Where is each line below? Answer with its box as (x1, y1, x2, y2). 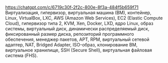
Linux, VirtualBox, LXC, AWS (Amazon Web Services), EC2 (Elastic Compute (5, 15, 163, 21)
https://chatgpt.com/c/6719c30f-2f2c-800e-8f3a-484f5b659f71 (5, 5, 139, 10)
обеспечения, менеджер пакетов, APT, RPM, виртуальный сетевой (5, 36, 150, 42)
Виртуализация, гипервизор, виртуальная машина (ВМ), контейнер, (5, 10, 152, 16)
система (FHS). (5, 52, 38, 58)
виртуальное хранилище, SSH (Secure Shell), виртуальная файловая (5, 47, 152, 53)
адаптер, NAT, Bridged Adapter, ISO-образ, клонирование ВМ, (5, 42, 138, 47)
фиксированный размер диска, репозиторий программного (5, 31, 134, 37)
